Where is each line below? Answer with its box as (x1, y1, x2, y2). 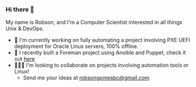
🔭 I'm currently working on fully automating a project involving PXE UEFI (14, 37, 191, 44)
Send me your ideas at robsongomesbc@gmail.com (23, 74, 150, 82)
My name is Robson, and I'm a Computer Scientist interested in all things (5, 19, 183, 26)
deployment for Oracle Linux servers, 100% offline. (14, 43, 139, 50)
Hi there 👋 (5, 5, 35, 14)
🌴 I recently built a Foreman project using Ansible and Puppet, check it (14, 49, 186, 56)
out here (14, 56, 35, 63)
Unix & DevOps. (5, 25, 44, 32)
